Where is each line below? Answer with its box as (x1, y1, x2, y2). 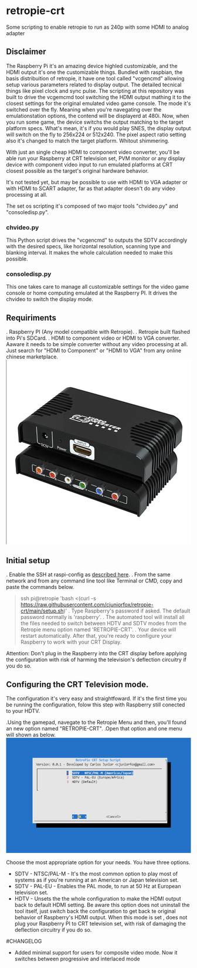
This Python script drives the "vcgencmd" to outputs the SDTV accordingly (6, 236, 188, 244)
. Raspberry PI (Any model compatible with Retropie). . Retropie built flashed (6, 329, 191, 336)
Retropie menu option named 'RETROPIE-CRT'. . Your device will (20, 626, 176, 633)
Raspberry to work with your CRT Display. (20, 638, 122, 646)
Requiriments (6, 313, 57, 323)
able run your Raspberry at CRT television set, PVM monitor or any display (6, 154, 186, 162)
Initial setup (6, 556, 50, 566)
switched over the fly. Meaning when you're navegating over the (6, 106, 162, 113)
